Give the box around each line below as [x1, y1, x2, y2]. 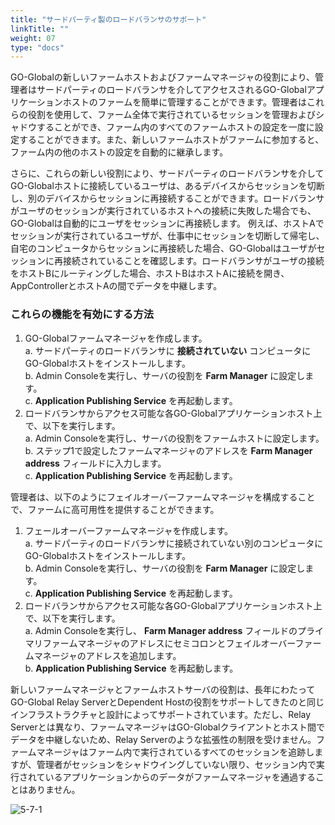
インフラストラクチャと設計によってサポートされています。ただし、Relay [10, 708, 312, 720]
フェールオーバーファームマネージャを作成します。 [24, 524, 234, 536]
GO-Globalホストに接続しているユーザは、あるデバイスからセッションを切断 [10, 180, 325, 192]
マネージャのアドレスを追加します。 [33, 649, 182, 661]
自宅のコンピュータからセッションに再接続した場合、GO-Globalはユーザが [10, 242, 317, 255]
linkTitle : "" [10, 24, 70, 34]
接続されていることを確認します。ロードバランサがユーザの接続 [62, 255, 325, 267]
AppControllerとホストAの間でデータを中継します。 [10, 280, 223, 292]
